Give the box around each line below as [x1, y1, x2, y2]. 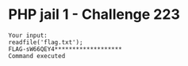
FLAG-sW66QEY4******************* [8, 45, 123, 53]
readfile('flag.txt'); [8, 38, 83, 46]
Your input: [8, 31, 48, 39]
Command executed [8, 52, 66, 60]
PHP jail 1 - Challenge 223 [8, 5, 180, 24]
